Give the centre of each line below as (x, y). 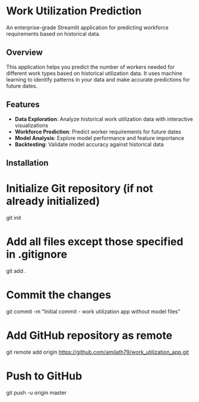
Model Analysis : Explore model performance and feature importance (99, 138)
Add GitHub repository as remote (89, 335)
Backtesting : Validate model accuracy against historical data (89, 144)
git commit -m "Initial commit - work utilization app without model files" (93, 311)
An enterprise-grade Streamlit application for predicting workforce (87, 27)
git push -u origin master (37, 392)
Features (23, 105)
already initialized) (53, 201)
